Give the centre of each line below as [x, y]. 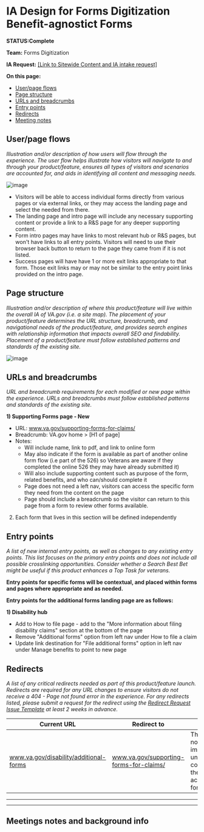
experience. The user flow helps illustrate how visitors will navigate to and [99, 160]
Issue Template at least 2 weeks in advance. [62, 709]
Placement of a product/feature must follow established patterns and [93, 340]
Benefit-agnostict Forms [70, 24]
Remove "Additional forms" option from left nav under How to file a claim [106, 637]
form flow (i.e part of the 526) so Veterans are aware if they [99, 461]
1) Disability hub [27, 612]
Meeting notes [33, 120]
